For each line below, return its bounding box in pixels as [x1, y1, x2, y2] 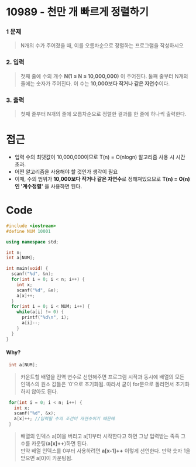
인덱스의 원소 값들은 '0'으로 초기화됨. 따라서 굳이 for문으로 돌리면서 [20, 380, 174, 387]
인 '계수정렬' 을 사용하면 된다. [14, 183, 82, 190]
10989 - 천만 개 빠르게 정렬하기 [6, 5, 149, 19]
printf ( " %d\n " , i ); [21, 314, 69, 321]
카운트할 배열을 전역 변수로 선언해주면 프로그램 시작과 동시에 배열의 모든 [20, 373, 185, 380]
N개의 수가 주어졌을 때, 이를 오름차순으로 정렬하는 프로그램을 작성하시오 [20, 42, 184, 49]
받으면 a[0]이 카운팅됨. [20, 455, 73, 462]
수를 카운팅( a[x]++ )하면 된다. [20, 440, 88, 447]
